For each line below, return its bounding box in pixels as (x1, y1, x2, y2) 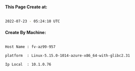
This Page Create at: (5, 4, 47, 10)
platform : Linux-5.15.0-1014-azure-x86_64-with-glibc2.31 (5, 53, 131, 58)
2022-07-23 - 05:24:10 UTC (5, 19, 60, 24)
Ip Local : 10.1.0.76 (5, 62, 51, 67)
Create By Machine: (5, 29, 46, 35)
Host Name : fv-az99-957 (5, 44, 56, 50)
